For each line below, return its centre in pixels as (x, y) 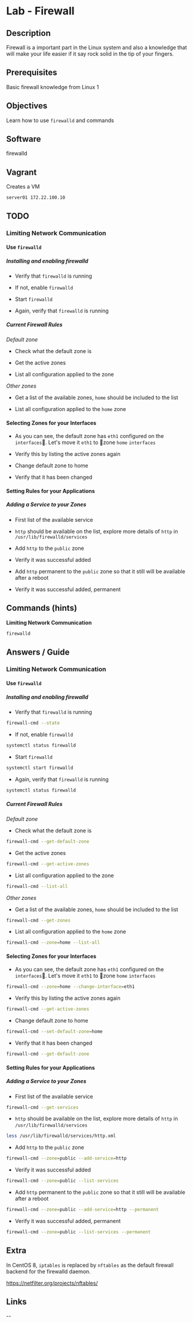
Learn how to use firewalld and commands (60, 120)
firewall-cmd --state (33, 723)
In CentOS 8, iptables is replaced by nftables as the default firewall (90, 1265)
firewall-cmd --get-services (42, 1107)
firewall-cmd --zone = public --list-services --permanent (79, 1232)
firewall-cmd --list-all (37, 886)
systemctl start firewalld (40, 768)
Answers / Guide (38, 652)
